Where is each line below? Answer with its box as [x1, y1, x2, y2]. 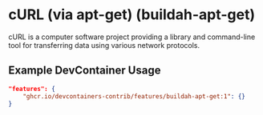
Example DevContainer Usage [8, 64, 161, 77]
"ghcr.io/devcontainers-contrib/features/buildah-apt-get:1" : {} [22, 92, 246, 101]
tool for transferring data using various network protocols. [8, 40, 200, 50]
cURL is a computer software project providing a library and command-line [8, 32, 256, 42]
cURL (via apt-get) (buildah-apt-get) [8, 6, 255, 24]
